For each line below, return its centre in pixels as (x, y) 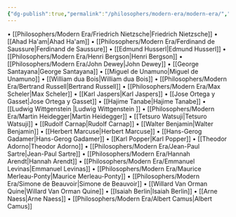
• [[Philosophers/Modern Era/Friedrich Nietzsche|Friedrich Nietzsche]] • (112, 34)
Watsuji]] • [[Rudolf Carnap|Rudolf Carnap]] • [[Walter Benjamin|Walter (110, 123)
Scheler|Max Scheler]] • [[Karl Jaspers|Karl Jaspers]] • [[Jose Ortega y (111, 94)
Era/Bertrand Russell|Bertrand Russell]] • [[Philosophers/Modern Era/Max (114, 86)
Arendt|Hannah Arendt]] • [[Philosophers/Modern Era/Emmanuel (101, 161)
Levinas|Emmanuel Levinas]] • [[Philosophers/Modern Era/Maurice (104, 168)
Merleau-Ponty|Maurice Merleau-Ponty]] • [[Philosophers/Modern (104, 176)
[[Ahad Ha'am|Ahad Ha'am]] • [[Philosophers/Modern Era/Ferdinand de (111, 41)
